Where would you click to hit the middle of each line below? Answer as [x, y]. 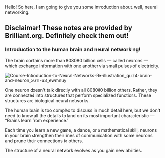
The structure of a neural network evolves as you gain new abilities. [74, 150]
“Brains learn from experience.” [37, 120]
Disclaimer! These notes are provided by [68, 28]
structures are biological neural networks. [47, 100]
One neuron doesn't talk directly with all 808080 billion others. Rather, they [81, 90]
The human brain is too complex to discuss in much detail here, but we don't [83, 110]
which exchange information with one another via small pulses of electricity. [82, 66]
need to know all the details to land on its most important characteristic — [80, 115]
